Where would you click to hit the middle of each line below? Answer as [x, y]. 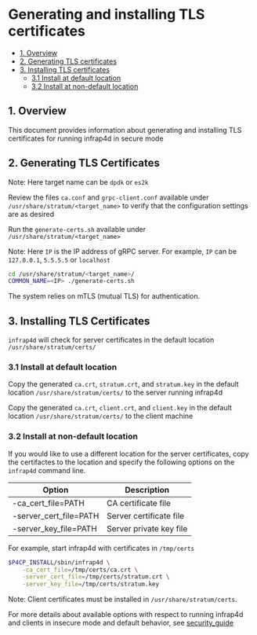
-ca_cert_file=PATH [48, 503]
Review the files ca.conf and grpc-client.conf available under [109, 197]
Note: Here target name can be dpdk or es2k [78, 182]
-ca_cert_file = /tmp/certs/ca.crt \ [80, 570]
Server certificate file [146, 516]
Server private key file [147, 528]
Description [147, 490]
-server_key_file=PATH [55, 528]
